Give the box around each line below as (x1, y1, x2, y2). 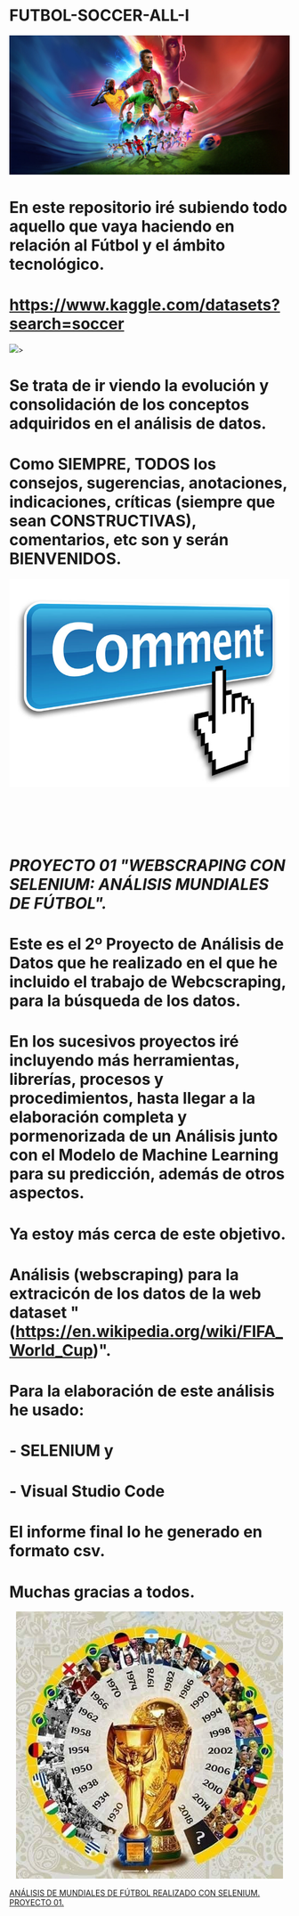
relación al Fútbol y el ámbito (9, 235, 225, 256)
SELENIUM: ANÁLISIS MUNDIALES (9, 874, 270, 894)
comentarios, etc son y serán (9, 530, 230, 550)
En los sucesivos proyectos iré (9, 1031, 239, 1052)
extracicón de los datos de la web (9, 1284, 262, 1303)
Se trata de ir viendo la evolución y (9, 376, 270, 396)
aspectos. (9, 1183, 85, 1203)
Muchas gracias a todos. (9, 1582, 196, 1602)
